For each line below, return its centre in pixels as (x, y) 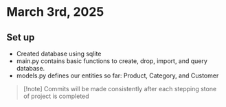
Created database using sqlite (59, 53)
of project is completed (56, 96)
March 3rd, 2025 (55, 12)
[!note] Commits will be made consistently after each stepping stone (120, 89)
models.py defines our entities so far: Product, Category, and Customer (117, 75)
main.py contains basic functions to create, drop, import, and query (112, 61)
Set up (21, 37)
